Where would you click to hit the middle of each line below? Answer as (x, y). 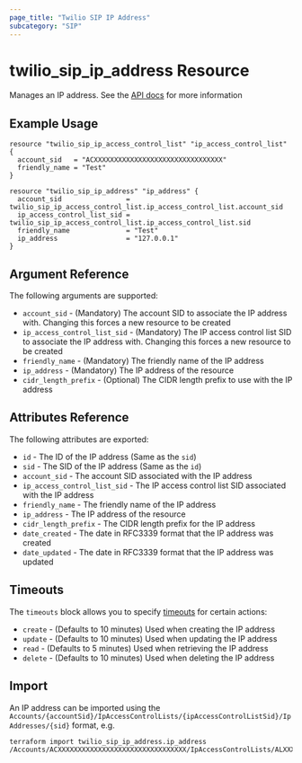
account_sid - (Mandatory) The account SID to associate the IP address (155, 313)
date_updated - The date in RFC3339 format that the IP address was (148, 552)
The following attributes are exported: (79, 439)
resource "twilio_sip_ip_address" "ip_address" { (104, 191)
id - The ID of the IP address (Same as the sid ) (109, 457)
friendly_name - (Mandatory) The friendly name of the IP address (143, 361)
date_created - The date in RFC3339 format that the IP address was (148, 533)
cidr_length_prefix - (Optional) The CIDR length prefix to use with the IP (157, 380)
